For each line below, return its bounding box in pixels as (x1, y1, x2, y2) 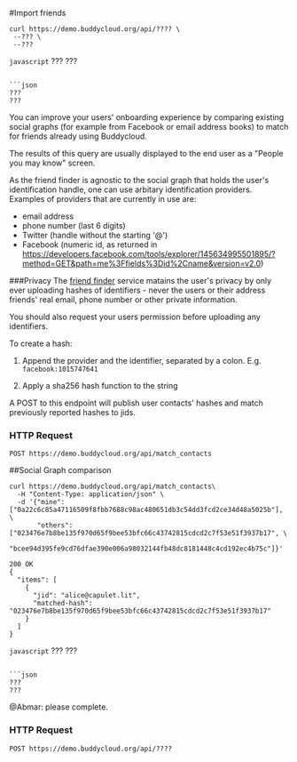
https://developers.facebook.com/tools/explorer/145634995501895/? (21, 249, 277, 259)
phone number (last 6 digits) (21, 221, 126, 230)
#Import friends (9, 8, 66, 18)
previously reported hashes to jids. (9, 407, 136, 417)
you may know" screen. (9, 157, 96, 168)
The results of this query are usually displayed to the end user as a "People (9, 148, 284, 158)
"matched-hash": (32, 599, 93, 608)
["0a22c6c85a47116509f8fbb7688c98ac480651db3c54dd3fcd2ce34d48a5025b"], (9, 506, 284, 515)
